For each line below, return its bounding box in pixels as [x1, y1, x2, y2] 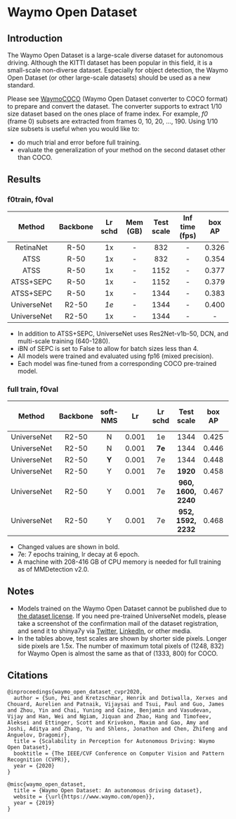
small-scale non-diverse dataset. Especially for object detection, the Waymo [7, 66, 228, 74]
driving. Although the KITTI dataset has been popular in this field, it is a [7, 58, 213, 67]
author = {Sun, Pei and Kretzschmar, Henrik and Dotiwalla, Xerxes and [13, 694, 228, 701]
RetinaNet [15, 242, 48, 252]
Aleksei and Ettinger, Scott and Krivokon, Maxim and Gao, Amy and [7, 719, 209, 726]
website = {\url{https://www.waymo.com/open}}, [13, 793, 156, 800]
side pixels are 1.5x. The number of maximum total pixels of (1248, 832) [17, 641, 225, 650]
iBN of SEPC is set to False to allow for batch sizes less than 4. [17, 344, 199, 352]
